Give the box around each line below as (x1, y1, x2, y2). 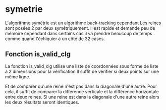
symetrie (5, 3, 43, 15)
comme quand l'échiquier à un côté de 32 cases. (5, 36, 105, 42)
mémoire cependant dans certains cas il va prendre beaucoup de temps (5, 30, 153, 36)
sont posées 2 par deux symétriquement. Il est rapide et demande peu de (5, 25, 155, 31)
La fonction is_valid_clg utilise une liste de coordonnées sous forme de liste (5, 63, 159, 69)
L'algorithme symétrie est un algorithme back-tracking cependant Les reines (5, 20, 161, 26)
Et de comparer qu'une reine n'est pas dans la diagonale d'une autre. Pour (5, 83, 157, 89)
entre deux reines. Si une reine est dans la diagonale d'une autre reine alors (5, 94, 160, 100)
